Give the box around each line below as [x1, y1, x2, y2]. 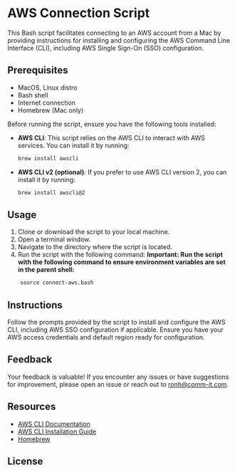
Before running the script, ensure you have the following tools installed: [7, 120, 216, 128]
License [7, 456, 43, 468]
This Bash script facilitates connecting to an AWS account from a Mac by [7, 28, 222, 37]
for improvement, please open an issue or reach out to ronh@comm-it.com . [7, 379, 229, 389]
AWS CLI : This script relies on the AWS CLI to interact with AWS [17, 133, 206, 142]
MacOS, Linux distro [17, 83, 78, 92]
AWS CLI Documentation [17, 419, 90, 428]
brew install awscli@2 [17, 189, 85, 196]
